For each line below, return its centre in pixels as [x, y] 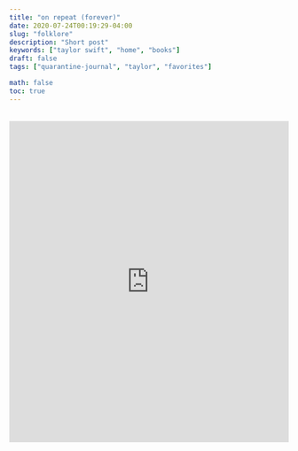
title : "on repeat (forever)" [65, 17]
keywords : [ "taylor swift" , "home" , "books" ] [94, 51]
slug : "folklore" [41, 34]
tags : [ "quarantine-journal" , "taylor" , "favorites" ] [111, 67]
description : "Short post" [59, 42]
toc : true [27, 91]
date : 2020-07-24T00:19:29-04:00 [71, 26]
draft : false [33, 58]
